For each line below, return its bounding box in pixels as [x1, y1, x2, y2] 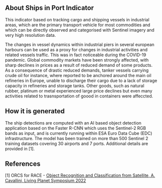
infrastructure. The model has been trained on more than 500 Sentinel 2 [5, 135, 148, 141]
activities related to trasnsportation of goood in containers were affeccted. [5, 93, 153, 99]
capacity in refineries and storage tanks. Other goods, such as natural [5, 82, 145, 89]
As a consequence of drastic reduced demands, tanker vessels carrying [5, 67, 149, 73]
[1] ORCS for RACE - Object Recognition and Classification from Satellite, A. [5, 172, 155, 178]
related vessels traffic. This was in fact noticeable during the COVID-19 [5, 52, 147, 58]
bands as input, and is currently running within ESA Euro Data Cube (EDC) [5, 130, 152, 136]
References [5, 160, 41, 168]
